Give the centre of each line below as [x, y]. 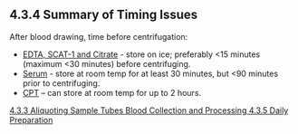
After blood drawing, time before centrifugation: [99, 36]
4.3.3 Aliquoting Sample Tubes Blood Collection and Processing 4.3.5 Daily [149, 110]
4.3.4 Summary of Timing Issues [104, 15]
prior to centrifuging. [61, 83]
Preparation [31, 120]
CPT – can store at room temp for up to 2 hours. [112, 92]
